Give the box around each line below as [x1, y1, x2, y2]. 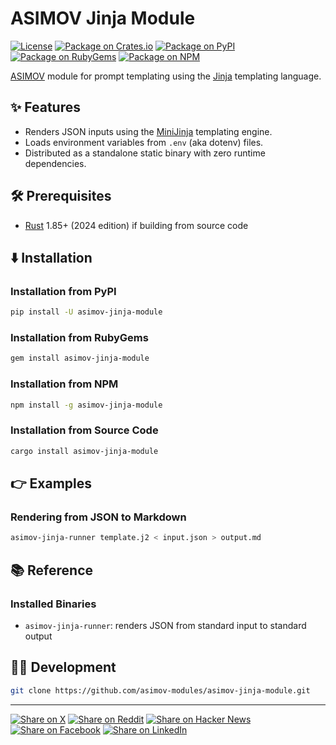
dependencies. [24, 157, 87, 169]
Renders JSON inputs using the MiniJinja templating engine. [24, 125, 273, 137]
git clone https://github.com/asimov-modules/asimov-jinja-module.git [10, 685, 311, 696]
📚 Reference [10, 562, 93, 579]
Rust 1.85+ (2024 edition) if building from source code [24, 219, 249, 231]
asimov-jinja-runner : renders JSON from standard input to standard [24, 619, 307, 631]
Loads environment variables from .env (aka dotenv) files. [24, 136, 264, 148]
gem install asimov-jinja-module [10, 353, 150, 364]
